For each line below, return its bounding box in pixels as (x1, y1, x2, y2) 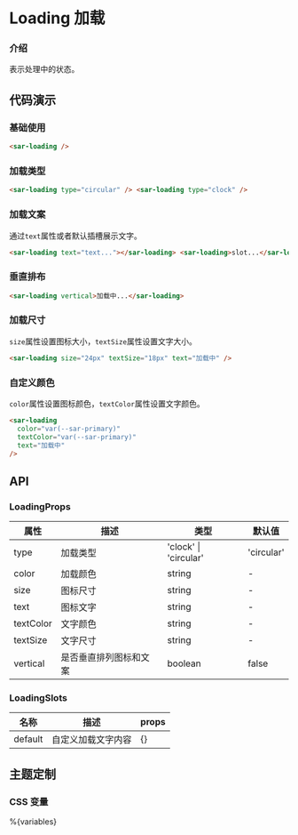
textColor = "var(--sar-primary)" (17, 432, 137, 441)
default (13, 733, 43, 745)
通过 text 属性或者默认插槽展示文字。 (9, 230, 142, 241)
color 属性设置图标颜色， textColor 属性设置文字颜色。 (9, 398, 206, 409)
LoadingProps (9, 500, 71, 512)
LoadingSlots (9, 692, 68, 704)
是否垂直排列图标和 (60, 651, 142, 663)
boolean (167, 657, 201, 670)
